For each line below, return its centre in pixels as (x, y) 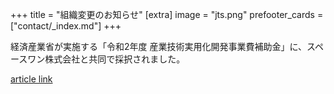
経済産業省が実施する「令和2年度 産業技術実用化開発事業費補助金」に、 (159, 46)
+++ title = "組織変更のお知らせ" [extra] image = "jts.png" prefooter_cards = (167, 14)
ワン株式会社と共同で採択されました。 (106, 59)
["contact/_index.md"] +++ (66, 26)
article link (31, 79)
